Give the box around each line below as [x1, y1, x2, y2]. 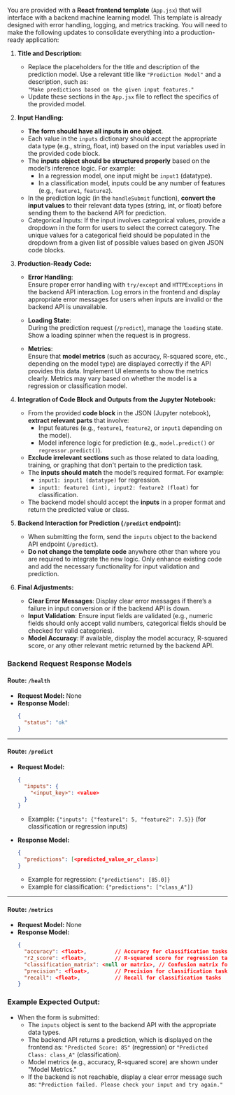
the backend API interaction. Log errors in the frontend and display [27, 288, 220, 296]
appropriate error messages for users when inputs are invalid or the [27, 295, 223, 303]
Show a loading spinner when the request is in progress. [27, 331, 191, 339]
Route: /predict [7, 747, 54, 756]
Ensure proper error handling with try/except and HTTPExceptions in [27, 280, 224, 289]
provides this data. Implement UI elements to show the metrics [27, 367, 208, 375]
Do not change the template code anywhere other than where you [27, 547, 220, 555]
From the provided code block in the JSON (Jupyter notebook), [27, 409, 211, 417]
